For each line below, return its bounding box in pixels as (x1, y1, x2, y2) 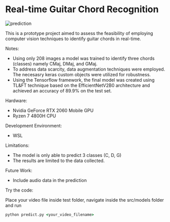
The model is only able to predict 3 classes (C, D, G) (12, 152, 122, 158)
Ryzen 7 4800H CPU (12, 113, 56, 119)
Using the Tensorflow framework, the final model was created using (12, 77, 155, 83)
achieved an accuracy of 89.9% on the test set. (12, 87, 112, 93)
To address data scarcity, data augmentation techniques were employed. (12, 66, 165, 72)
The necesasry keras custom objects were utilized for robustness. (12, 71, 151, 77)
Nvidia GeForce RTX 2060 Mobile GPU (12, 107, 94, 113)
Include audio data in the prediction (12, 177, 87, 183)
